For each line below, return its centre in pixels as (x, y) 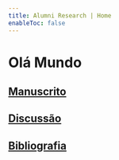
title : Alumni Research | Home (60, 16)
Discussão (35, 119)
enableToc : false (37, 23)
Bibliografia (38, 145)
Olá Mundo (45, 62)
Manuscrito (37, 92)
